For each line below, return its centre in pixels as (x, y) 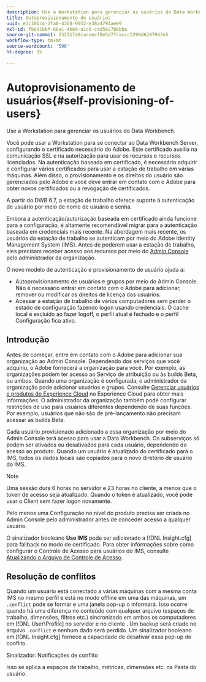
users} (24, 113)
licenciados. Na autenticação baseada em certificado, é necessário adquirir (102, 162)
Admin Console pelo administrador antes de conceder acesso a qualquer (99, 519)
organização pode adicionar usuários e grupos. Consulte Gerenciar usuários (103, 387)
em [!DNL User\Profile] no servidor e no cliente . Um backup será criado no (101, 624)
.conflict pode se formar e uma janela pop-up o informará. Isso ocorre (97, 604)
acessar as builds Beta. (36, 420)
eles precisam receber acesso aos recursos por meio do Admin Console (97, 251)
